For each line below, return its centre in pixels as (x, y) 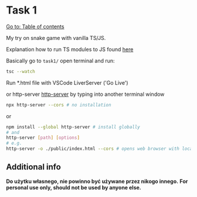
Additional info (34, 167)
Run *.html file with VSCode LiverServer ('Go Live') (67, 82)
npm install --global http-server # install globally (73, 127)
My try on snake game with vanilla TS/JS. (56, 38)
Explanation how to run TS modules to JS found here (70, 49)
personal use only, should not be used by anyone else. (74, 187)
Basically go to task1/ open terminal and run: (61, 61)
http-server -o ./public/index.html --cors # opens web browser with (93, 149)
